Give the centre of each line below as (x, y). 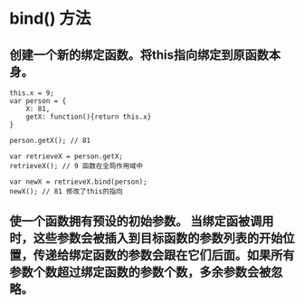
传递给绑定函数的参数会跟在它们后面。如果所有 (164, 256)
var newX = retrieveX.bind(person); (78, 182)
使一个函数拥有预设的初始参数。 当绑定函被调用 (142, 221)
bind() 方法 (51, 19)
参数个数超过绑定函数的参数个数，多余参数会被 (140, 272)
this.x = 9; (32, 93)
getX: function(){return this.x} (89, 117)
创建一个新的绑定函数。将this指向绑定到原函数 (139, 55)
